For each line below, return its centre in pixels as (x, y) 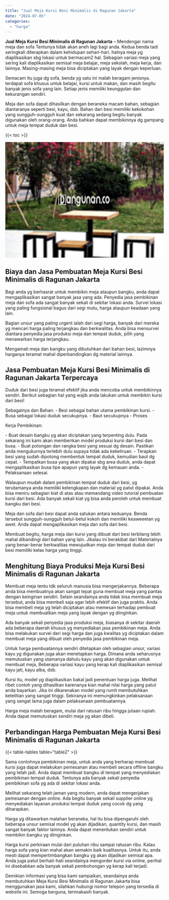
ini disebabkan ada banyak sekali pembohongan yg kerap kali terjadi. (77, 866)
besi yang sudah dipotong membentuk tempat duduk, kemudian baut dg (80, 457)
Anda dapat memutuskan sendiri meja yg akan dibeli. (60, 716)
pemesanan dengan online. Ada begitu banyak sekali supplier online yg (79, 798)
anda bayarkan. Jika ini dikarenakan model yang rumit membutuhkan (77, 690)
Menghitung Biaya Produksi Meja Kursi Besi (75, 566)
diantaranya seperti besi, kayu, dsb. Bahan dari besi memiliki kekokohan (80, 109)
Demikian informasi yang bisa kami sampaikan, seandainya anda (72, 876)
